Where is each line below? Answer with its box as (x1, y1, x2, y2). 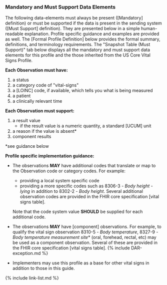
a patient (12, 93, 31, 99)
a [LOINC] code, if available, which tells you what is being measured (12, 88, 153, 94)
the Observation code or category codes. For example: (12, 168, 126, 174)
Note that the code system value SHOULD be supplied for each (12, 209, 143, 215)
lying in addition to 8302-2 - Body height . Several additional (19, 188, 143, 194)
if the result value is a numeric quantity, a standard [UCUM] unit (19, 123, 151, 129)
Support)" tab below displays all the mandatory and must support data (5, 47, 150, 53)
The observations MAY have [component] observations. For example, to (12, 224, 161, 230)
